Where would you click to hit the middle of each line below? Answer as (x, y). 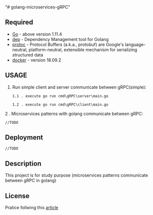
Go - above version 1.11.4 (37, 34)
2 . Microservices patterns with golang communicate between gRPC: (74, 114)
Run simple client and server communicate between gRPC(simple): (79, 87)
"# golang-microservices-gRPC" (38, 7)
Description (23, 164)
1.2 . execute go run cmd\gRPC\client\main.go (60, 104)
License (17, 196)
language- (135, 44)
